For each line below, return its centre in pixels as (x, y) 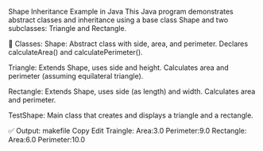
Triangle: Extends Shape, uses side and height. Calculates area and (118, 68)
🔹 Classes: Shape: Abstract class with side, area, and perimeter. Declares (128, 44)
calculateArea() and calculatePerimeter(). (75, 52)
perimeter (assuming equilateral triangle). (76, 76)
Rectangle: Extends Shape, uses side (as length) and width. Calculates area (132, 91)
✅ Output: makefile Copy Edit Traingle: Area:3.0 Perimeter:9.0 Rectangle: (128, 131)
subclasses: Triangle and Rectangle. (68, 28)
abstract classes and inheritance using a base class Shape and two (118, 20)
